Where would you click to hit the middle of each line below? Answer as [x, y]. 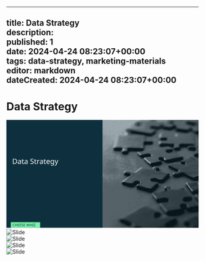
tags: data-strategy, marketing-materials [86, 61]
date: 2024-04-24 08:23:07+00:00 [76, 52]
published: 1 [30, 42]
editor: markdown [41, 71]
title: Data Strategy [43, 23]
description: [30, 33]
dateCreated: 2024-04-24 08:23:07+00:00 [92, 80]
